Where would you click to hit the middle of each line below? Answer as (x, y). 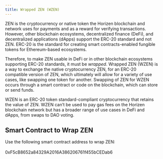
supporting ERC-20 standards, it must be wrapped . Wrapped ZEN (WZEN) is (81, 64)
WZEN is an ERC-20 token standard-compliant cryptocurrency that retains (80, 99)
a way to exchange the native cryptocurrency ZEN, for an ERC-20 (71, 69)
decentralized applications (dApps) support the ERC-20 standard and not (78, 39)
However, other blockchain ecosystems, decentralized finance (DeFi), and (79, 34)
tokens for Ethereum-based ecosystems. (46, 49)
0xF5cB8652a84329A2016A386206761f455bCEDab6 (59, 152)
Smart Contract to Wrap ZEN (49, 130)
